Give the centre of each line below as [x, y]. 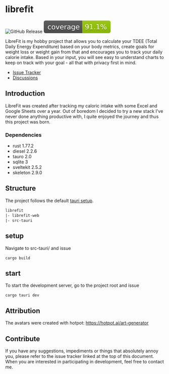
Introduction [25, 93]
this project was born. [28, 121]
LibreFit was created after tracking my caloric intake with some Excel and [81, 106]
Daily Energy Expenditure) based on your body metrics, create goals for [80, 46]
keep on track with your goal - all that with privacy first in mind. [71, 63]
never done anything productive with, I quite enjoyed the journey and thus [82, 116]
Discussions [25, 78]
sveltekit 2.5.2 [27, 167]
